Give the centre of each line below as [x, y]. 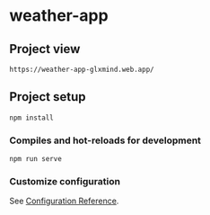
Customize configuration [65, 182]
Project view [45, 49]
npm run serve [36, 159]
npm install [31, 118]
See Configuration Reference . [64, 201]
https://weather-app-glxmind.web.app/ [82, 69]
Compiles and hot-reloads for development [105, 140]
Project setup [48, 97]
